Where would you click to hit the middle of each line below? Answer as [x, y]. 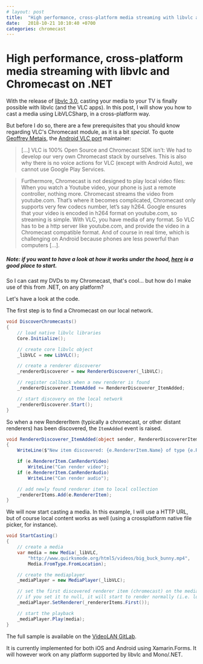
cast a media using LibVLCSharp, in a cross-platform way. [78, 114]
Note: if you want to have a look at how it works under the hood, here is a [100, 259]
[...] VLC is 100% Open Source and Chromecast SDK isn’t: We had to [106, 150]
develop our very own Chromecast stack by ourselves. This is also [104, 156]
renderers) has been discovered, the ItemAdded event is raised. [84, 428]
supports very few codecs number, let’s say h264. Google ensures [104, 207]
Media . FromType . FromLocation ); [67, 564]
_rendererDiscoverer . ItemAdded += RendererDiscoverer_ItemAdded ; [101, 388]
